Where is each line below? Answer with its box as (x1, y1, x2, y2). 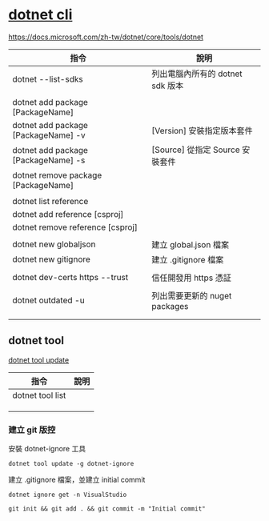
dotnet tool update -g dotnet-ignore (8, 460, 134, 468)
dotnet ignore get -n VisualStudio (8, 491, 127, 499)
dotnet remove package (12, 170, 102, 181)
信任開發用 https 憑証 (151, 272, 232, 283)
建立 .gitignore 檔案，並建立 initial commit (8, 475, 146, 485)
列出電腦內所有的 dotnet (151, 68, 243, 79)
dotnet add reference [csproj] (12, 208, 124, 219)
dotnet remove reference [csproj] (12, 222, 138, 233)
